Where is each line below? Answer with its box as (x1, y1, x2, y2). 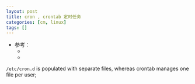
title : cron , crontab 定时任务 (6, 14, 82, 20)
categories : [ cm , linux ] (6, 19, 67, 25)
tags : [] (6, 24, 27, 31)
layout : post (6, 8, 38, 14)
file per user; (6, 71, 37, 78)
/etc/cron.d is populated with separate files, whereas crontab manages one (6, 65, 189, 72)
